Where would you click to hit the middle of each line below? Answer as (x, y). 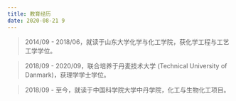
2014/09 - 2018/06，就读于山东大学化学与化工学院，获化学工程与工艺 (127, 42)
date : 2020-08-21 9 (36, 21)
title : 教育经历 (29, 14)
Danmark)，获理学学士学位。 (67, 75)
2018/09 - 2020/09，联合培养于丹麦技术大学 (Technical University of (126, 65)
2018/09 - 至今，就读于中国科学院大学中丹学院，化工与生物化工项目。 (127, 90)
